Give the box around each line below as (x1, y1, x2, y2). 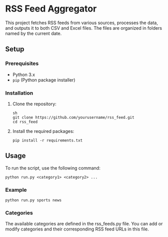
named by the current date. (5, 30, 62, 36)
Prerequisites (5, 60, 39, 67)
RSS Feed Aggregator (5, 3, 97, 15)
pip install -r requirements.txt (12, 138, 83, 143)
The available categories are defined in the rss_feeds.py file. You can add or (5, 221, 163, 227)
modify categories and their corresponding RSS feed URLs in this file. (5, 226, 149, 232)
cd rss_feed (12, 119, 38, 124)
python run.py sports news (5, 198, 62, 203)
